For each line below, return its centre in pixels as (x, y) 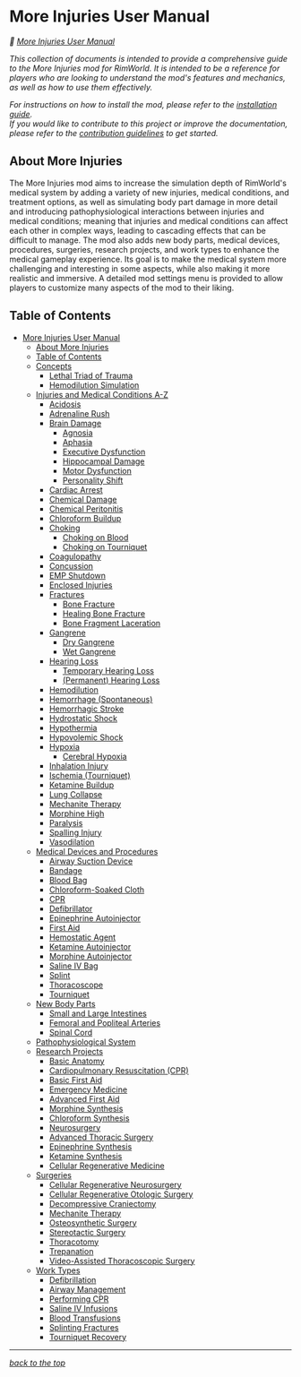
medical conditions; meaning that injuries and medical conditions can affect (149, 220)
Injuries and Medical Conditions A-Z (102, 394)
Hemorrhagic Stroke (86, 709)
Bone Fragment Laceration (112, 623)
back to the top (37, 1363)
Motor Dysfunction (97, 470)
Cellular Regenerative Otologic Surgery (121, 1194)
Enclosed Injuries (81, 585)
